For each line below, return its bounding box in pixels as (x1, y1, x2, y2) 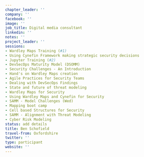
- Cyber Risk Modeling (5, 117, 52, 122)
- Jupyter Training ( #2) (5, 58, 56, 63)
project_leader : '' (5, 39, 45, 44)
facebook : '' (5, 16, 32, 21)
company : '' (5, 12, 29, 17)
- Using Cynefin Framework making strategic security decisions (5, 53, 140, 58)
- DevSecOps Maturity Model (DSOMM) (5, 62, 80, 67)
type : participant (5, 140, 43, 145)
